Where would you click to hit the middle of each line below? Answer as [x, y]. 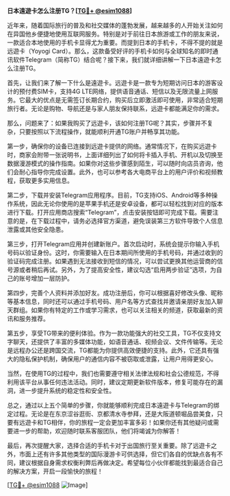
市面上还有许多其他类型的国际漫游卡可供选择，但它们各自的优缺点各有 [118, 454]
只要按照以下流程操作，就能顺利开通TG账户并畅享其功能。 [101, 132]
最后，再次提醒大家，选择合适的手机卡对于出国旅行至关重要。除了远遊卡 [109, 446]
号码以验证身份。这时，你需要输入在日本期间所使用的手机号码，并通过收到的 [115, 252]
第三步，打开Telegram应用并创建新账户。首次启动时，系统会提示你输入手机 [113, 244]
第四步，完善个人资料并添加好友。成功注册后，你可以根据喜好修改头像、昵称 [115, 293]
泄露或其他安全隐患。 [37, 229]
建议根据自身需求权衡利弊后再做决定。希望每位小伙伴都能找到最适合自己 [121, 463]
